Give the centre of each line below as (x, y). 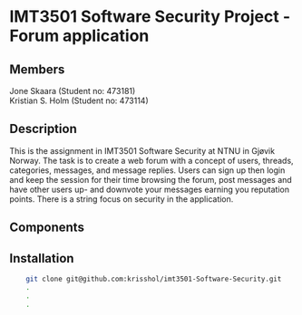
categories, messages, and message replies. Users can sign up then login (147, 170)
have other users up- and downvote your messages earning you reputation (150, 189)
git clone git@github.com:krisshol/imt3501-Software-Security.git (154, 279)
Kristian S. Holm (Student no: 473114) (79, 100)
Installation (42, 258)
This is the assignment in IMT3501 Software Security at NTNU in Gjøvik (142, 150)
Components (47, 228)
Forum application (79, 36)
